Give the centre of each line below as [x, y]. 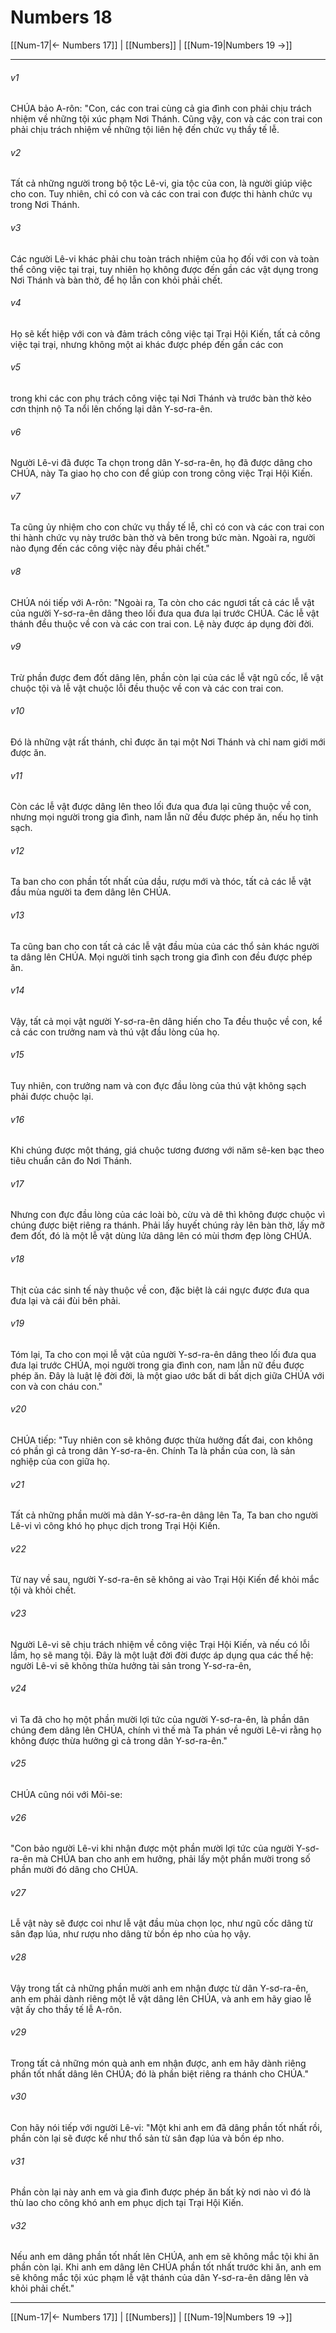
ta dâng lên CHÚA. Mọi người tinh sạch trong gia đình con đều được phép [161, 957]
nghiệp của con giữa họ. [60, 1461]
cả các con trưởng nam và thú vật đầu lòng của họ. [115, 1032]
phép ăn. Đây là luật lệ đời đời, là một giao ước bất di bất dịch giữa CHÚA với [167, 1375]
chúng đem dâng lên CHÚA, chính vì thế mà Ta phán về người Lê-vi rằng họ [166, 1730]
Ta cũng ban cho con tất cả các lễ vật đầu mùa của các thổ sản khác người [165, 946]
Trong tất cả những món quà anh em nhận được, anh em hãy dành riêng [158, 2063]
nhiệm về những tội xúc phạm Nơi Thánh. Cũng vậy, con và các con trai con [166, 119]
